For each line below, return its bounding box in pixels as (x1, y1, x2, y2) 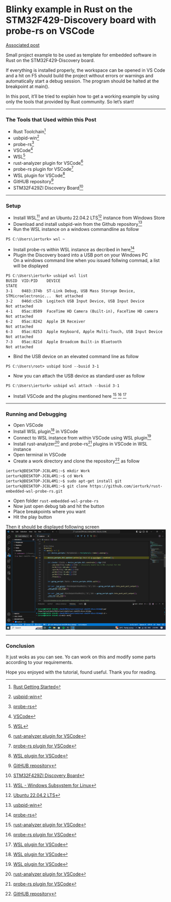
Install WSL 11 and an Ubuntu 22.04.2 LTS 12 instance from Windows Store (13, 214, 165, 221)
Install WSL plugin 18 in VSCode (13, 427, 78, 434)
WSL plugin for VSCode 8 (13, 171, 65, 179)
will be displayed (13, 263, 49, 269)
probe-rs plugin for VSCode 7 (13, 165, 74, 172)
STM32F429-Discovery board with (6, 14, 156, 26)
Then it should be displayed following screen (6, 523, 99, 530)
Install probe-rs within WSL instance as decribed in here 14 (13, 246, 135, 253)
